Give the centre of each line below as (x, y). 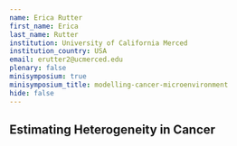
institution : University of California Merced (99, 43)
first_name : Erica (44, 26)
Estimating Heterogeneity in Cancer (112, 129)
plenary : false (38, 68)
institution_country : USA (58, 51)
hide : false (32, 93)
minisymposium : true (48, 77)
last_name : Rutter (44, 34)
